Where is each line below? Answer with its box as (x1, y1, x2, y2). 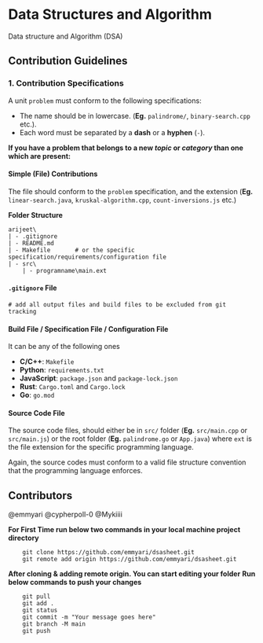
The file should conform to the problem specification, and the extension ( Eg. (8, 186, 254, 196)
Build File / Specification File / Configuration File (8, 324, 169, 333)
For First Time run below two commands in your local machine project (8, 525, 241, 535)
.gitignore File (8, 283, 57, 292)
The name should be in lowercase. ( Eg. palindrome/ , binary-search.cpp (19, 111, 251, 120)
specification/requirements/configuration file (8, 253, 167, 261)
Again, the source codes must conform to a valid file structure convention (8, 457, 247, 467)
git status (22, 607, 58, 615)
